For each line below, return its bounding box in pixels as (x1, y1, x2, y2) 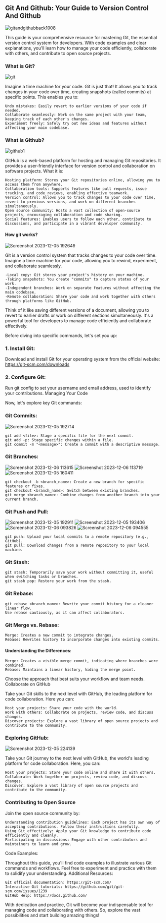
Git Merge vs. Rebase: (5, 622, 59, 629)
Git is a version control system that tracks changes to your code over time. (5, 252, 157, 258)
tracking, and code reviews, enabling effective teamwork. (5, 191, 129, 196)
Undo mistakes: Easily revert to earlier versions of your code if (5, 104, 147, 109)
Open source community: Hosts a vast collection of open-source (5, 208, 140, 213)
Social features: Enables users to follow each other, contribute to (5, 217, 152, 222)
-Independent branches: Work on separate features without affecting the (5, 285, 161, 290)
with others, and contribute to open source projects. (5, 50, 111, 56)
